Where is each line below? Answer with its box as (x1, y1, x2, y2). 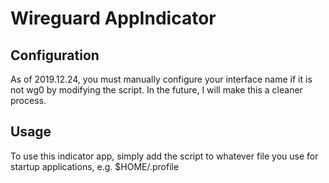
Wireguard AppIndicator (10, 7, 217, 30)
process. (10, 95, 47, 106)
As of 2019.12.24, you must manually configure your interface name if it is (10, 73, 313, 85)
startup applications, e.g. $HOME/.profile (10, 160, 180, 172)
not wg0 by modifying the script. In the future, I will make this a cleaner (10, 84, 303, 96)
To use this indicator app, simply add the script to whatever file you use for (10, 150, 319, 162)
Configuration (10, 47, 100, 64)
